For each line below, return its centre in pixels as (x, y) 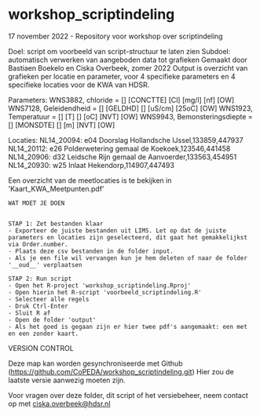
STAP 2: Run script (40, 279)
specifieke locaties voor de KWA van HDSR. (79, 85)
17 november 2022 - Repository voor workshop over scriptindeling (115, 36)
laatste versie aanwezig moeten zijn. (67, 380)
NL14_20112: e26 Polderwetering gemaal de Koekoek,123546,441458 (119, 148)
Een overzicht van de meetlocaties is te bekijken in (90, 180)
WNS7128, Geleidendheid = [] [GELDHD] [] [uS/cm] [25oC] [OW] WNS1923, (130, 108)
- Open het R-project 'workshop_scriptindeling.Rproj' (100, 285)
